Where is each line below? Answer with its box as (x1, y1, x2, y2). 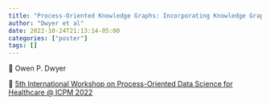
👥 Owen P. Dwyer (8, 63, 67, 73)
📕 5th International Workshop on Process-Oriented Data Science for (8, 79, 233, 89)
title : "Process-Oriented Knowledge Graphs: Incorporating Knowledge (8, 11, 247, 20)
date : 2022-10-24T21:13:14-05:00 (8, 26, 121, 34)
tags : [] (8, 42, 38, 50)
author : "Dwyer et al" (8, 19, 84, 27)
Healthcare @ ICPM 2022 (8, 87, 93, 97)
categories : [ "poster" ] (8, 34, 88, 42)
